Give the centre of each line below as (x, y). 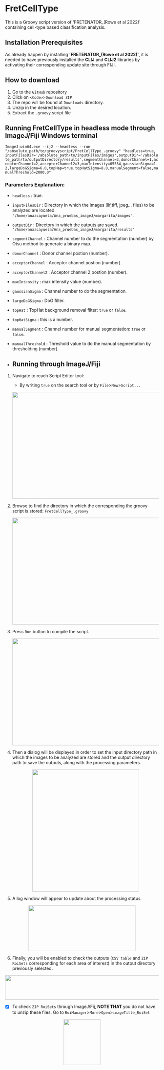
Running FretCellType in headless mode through (80, 128)
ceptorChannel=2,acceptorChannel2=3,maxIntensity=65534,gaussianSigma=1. (82, 164)
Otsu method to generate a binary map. (52, 244)
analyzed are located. (34, 210)
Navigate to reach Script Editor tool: (48, 376)
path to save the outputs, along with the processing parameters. (77, 763)
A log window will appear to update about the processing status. (77, 899)
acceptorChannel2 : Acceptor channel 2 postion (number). (70, 272)
